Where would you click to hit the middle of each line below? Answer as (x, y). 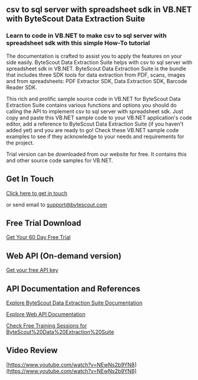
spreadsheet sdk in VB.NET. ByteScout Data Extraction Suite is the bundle (96, 68)
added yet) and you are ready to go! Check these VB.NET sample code (92, 130)
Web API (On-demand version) (64, 256)
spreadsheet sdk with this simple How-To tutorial (78, 43)
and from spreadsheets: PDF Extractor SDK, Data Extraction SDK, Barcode (97, 81)
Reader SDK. (22, 87)
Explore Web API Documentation (46, 314)
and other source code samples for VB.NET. (60, 160)
